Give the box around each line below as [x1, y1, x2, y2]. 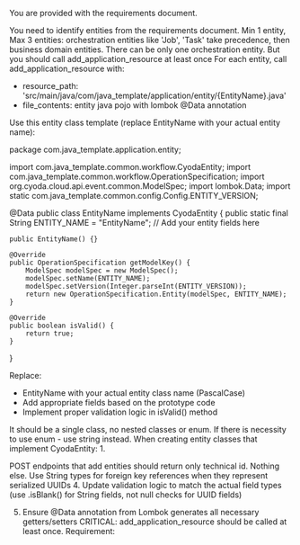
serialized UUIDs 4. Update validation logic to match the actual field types [9, 480, 282, 490]
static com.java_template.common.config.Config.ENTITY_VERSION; [9, 191, 259, 201]
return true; [25, 329, 75, 338]
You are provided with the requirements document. [9, 8, 198, 18]
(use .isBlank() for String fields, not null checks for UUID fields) [9, 489, 243, 500]
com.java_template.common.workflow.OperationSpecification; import [9, 171, 265, 182]
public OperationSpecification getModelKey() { [9, 258, 191, 267]
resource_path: [22, 81, 79, 91]
